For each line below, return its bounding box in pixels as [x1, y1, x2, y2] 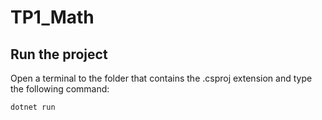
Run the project [10, 46, 108, 63]
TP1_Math [10, 6, 95, 29]
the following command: [10, 83, 110, 95]
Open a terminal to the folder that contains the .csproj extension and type [10, 72, 313, 84]
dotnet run [10, 102, 56, 112]
